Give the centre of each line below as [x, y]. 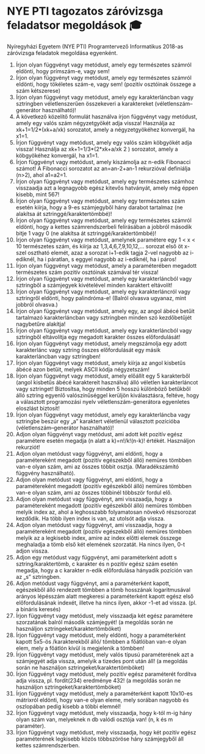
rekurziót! [28, 447]
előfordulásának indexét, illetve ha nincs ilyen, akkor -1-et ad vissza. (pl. [106, 603]
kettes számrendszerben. [48, 745]
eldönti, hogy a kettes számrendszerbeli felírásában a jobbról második [104, 226]
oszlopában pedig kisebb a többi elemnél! [68, 706]
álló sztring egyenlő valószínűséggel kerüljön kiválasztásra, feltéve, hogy [107, 395]
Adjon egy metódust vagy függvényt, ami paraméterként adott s [96, 557]
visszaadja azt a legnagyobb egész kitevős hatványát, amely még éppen [107, 188]
